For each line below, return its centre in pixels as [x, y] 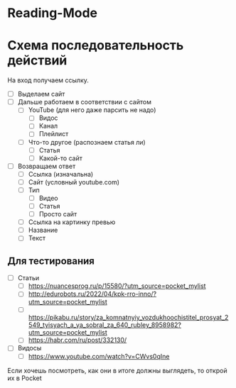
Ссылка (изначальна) [61, 174]
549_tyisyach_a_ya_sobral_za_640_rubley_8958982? [105, 325]
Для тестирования [51, 261]
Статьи [28, 278]
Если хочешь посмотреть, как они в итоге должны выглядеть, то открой [117, 370]
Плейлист [54, 134]
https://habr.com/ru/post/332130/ [77, 340]
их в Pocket [25, 378]
